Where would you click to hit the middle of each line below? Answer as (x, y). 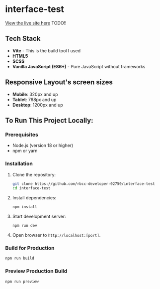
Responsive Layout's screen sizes (59, 82)
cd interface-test (31, 188)
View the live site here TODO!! (36, 23)
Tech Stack (23, 39)
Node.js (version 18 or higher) (43, 145)
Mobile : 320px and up (35, 94)
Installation (19, 164)
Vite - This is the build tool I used (46, 50)
